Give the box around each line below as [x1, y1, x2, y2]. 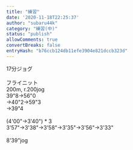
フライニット [6, 79, 38, 86]
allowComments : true [6, 37, 58, 43]
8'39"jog [6, 136, 28, 144]
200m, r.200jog [6, 85, 45, 93]
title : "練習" [6, 8, 40, 15]
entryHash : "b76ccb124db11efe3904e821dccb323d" [6, 48, 128, 54]
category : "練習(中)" [6, 25, 58, 32]
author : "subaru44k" [6, 20, 58, 26]
